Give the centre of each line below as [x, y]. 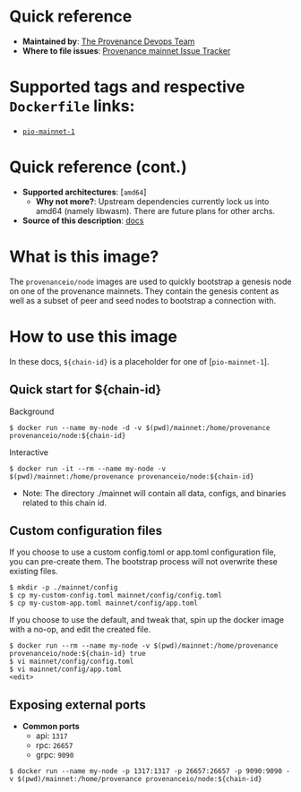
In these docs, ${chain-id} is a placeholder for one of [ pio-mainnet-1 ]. [139, 361]
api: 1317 [52, 736]
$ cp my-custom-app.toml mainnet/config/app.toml [104, 603]
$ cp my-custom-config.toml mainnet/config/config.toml [116, 596]
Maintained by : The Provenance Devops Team [108, 41]
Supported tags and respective [127, 87]
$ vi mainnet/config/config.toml [72, 662]
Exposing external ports [77, 705]
